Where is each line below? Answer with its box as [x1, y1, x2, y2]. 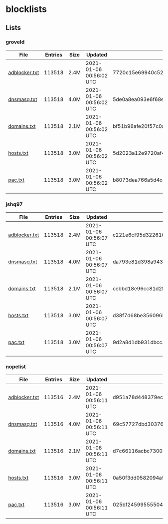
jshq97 [5, 201, 23, 208]
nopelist [5, 363, 26, 370]
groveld [5, 38, 25, 45]
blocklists [5, 3, 47, 15]
